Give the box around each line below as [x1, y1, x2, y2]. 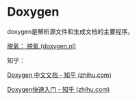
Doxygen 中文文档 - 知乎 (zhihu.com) [7, 71, 112, 79]
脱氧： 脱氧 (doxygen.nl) [7, 41, 77, 50]
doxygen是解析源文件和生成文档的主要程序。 [7, 27, 134, 35]
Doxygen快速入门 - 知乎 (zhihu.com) [7, 85, 110, 93]
